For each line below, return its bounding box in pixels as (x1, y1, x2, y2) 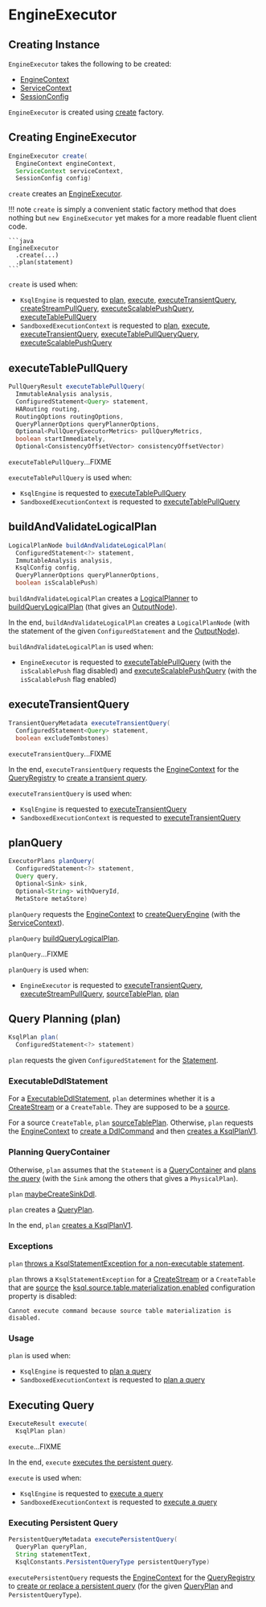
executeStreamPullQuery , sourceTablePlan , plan (19, 989, 179, 998)
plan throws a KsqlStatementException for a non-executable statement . (8, 1258, 245, 1269)
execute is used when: (8, 1473, 82, 1482)
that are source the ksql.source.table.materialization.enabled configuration (8, 1283, 256, 1293)
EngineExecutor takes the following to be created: (8, 59, 172, 68)
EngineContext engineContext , (15, 159, 117, 167)
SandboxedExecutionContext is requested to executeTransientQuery (19, 812, 241, 822)
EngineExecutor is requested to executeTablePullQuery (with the (19, 658, 231, 667)
